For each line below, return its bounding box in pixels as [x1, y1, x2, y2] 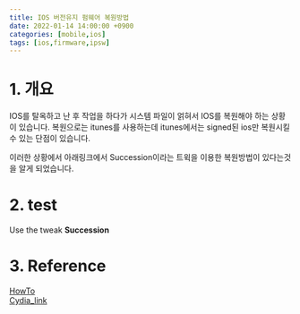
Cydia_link [9, 295, 47, 306]
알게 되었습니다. [18, 163, 74, 174]
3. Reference [9, 256, 107, 276]
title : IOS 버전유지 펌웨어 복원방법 [9, 13, 130, 22]
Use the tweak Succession [9, 225, 110, 235]
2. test [9, 195, 58, 216]
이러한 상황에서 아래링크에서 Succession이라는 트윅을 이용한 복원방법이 [9, 152, 261, 163]
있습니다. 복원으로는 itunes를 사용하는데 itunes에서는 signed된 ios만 [18, 122, 260, 132]
